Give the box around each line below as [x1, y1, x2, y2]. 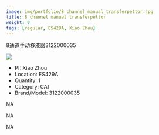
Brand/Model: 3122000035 [14, 89, 80, 97]
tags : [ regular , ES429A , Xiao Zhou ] [6, 25, 96, 31]
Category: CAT [14, 83, 51, 90]
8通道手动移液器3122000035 [6, 42, 76, 49]
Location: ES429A [14, 71, 59, 78]
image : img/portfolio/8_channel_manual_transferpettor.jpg [6, 8, 154, 15]
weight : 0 [6, 19, 31, 25]
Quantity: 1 [14, 77, 41, 84]
